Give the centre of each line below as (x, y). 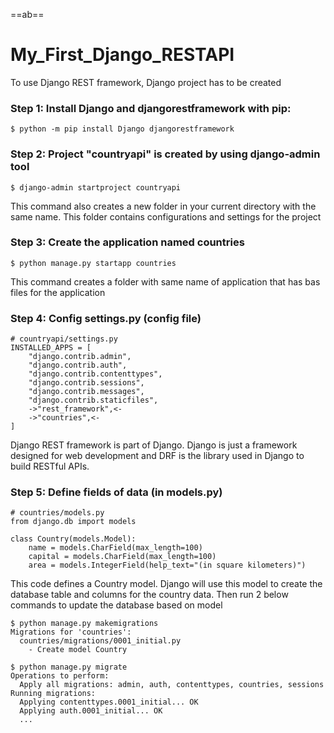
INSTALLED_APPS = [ (51, 348)
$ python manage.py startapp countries (93, 263)
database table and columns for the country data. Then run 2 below (149, 595)
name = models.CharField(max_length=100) (115, 548)
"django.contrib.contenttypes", (95, 374)
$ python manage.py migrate (69, 667)
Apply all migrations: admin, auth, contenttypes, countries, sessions (172, 685)
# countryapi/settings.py (64, 339)
